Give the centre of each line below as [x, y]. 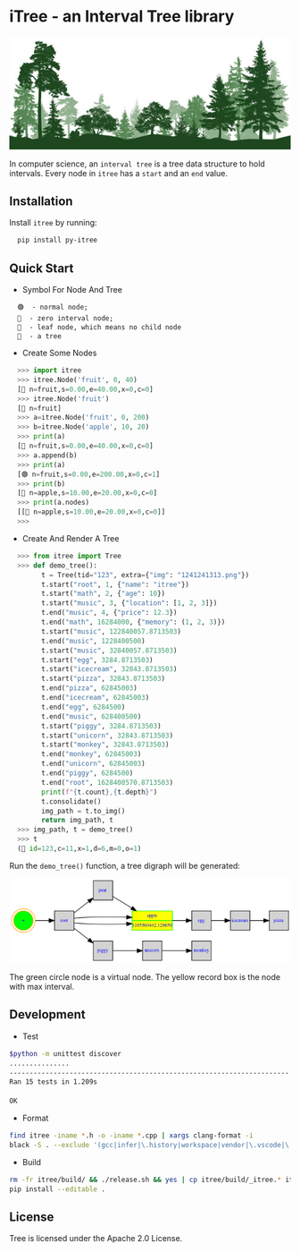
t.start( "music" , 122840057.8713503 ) [111, 631]
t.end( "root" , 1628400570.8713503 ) [108, 782]
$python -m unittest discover [66, 1053]
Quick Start [42, 268]
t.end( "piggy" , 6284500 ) [87, 773]
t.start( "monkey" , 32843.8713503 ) [105, 745]
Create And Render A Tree [71, 538]
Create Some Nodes [59, 353]
